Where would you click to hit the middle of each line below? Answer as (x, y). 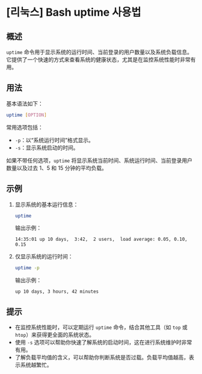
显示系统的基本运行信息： (47, 204)
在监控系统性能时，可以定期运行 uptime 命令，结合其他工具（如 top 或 (101, 327)
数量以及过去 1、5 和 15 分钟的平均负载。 (57, 168)
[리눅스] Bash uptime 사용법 (74, 12)
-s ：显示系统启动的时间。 (47, 148)
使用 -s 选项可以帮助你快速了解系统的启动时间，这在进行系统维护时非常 (103, 342)
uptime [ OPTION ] (26, 115)
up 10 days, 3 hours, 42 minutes (57, 292)
